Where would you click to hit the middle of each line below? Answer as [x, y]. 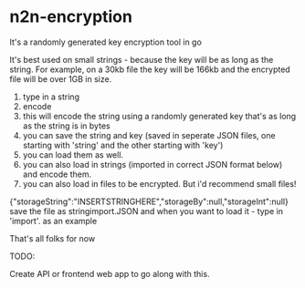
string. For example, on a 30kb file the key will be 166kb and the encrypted [150, 69]
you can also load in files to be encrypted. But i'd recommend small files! [159, 183]
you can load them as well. [73, 154]
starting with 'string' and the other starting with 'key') [123, 145]
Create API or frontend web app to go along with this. [110, 273]
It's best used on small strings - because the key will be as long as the [142, 59]
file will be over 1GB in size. [61, 78]
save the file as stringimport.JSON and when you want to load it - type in [146, 211]
